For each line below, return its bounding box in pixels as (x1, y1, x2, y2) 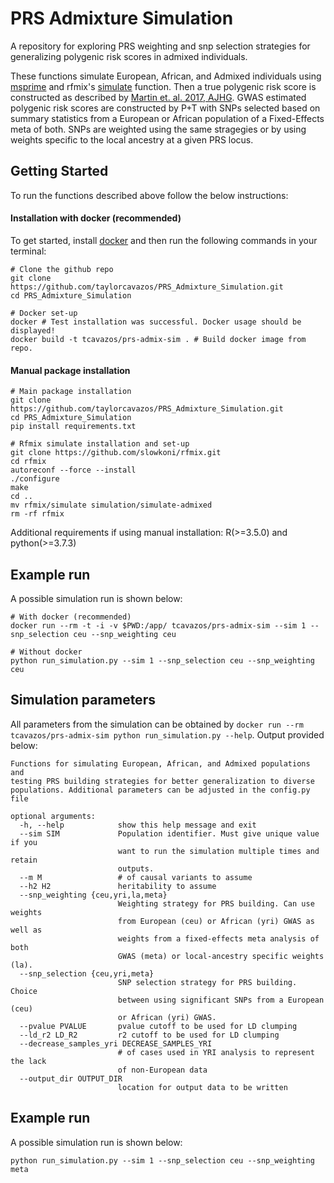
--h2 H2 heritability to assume (19, 881, 217, 891)
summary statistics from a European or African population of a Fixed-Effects (10, 112, 325, 124)
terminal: (10, 245, 47, 257)
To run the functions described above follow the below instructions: (10, 189, 289, 201)
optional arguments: (10, 811, 97, 821)
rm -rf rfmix (10, 509, 65, 519)
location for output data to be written (117, 1082, 288, 1092)
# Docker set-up (10, 308, 78, 318)
